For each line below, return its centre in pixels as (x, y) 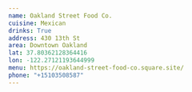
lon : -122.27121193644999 (51, 61)
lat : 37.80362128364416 (48, 53)
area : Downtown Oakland (48, 46)
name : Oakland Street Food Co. (60, 16)
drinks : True (30, 30)
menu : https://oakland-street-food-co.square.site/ (96, 68)
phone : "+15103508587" (46, 75)
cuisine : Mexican (37, 23)
